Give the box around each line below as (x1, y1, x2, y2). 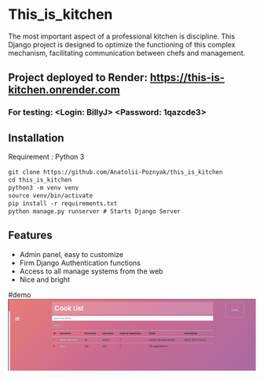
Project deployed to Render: (8, 71, 148, 84)
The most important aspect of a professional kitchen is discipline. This (8, 31, 236, 41)
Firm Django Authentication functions (19, 258, 141, 267)
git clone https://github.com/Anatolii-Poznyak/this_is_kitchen (8, 168, 223, 176)
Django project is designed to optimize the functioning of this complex (8, 39, 236, 49)
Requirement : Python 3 (8, 152, 85, 162)
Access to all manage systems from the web (19, 266, 163, 276)
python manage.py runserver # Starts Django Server (8, 208, 181, 215)
